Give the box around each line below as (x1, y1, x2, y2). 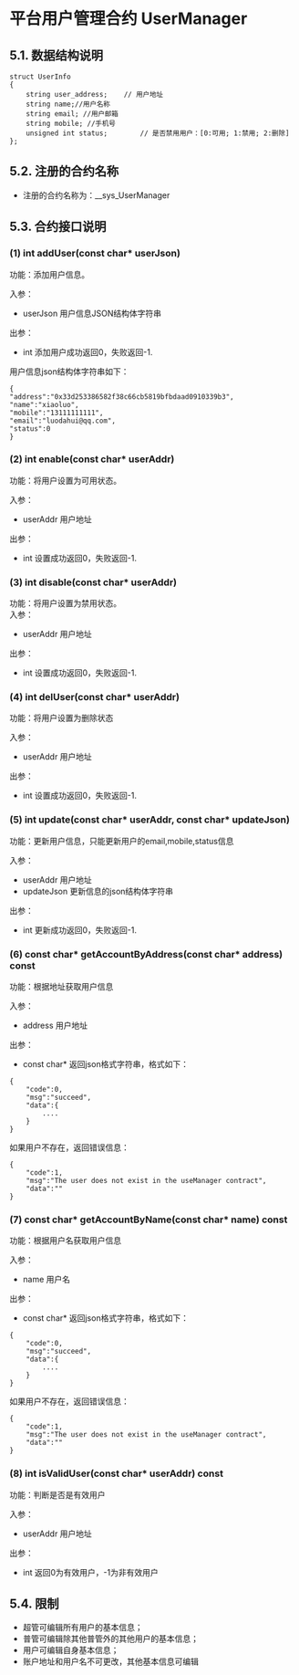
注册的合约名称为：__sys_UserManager (22, 189, 170, 201)
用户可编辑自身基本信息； (22, 1645, 119, 1656)
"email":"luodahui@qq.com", (9, 416, 117, 425)
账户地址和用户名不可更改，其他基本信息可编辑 (22, 1656, 199, 1667)
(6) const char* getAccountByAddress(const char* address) (9, 947, 284, 960)
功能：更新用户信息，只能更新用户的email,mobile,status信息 (9, 835, 234, 846)
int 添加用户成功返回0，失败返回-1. (22, 346, 153, 357)
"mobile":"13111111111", (9, 408, 104, 417)
